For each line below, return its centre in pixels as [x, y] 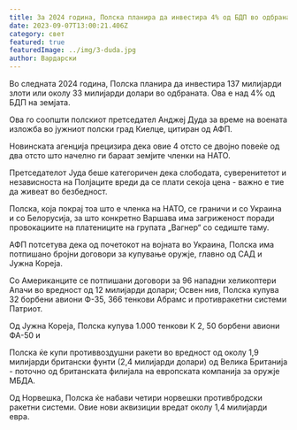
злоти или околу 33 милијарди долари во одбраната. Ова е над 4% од [142, 93]
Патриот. [26, 309]
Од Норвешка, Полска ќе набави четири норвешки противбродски [136, 398]
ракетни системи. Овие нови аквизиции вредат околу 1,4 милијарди [138, 407]
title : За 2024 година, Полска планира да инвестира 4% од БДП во [134, 17]
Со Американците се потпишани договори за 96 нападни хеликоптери [143, 280]
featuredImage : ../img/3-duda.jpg [73, 50]
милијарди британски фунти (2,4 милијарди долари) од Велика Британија [148, 362]
